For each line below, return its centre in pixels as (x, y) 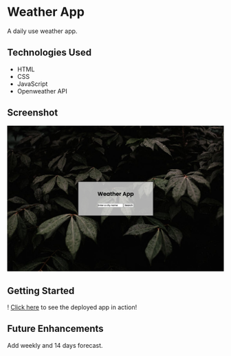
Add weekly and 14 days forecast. (55, 345)
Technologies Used (49, 53)
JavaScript (32, 84)
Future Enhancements (56, 329)
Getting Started (41, 290)
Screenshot (33, 113)
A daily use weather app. (42, 31)
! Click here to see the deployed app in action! (72, 307)
